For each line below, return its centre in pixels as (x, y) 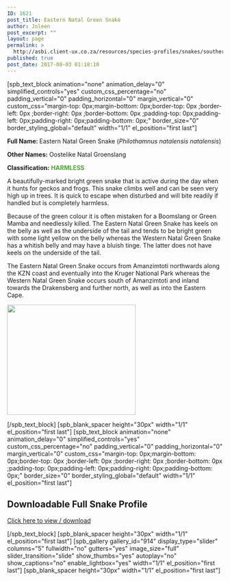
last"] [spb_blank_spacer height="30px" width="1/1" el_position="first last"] (114, 571)
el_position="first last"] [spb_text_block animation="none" (89, 431)
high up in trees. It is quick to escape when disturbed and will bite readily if (113, 195)
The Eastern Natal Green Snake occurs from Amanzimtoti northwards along (114, 265)
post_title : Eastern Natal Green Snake (64, 20)
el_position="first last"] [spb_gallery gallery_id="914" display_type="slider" (113, 541)
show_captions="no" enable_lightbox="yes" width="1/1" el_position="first (111, 563)
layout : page (26, 39)
